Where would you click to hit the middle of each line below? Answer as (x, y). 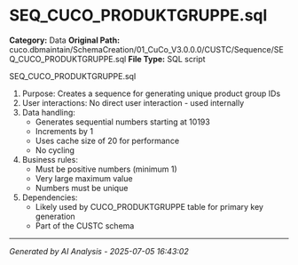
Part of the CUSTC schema (85, 225)
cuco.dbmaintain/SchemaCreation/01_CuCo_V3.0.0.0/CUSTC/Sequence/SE (146, 49)
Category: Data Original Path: (65, 40)
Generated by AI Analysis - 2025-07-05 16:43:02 (99, 251)
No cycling (55, 150)
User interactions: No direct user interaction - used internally (133, 102)
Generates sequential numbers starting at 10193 (122, 122)
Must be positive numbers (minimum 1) (106, 169)
